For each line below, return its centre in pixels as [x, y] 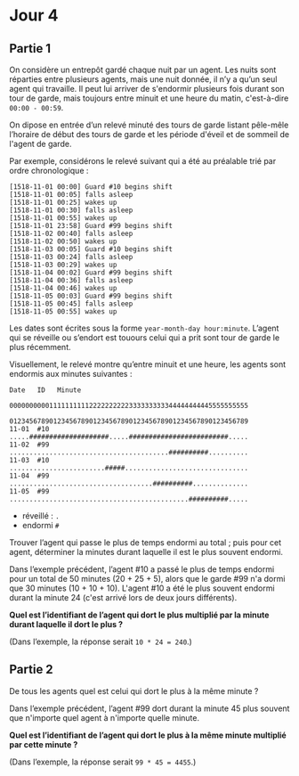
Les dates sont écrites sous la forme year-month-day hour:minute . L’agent [144, 328]
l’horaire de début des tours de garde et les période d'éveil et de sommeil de [149, 134]
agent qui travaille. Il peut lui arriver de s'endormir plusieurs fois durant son [147, 89]
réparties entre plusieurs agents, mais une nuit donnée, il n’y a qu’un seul [143, 79]
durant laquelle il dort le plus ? [66, 624]
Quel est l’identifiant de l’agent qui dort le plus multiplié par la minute [139, 615]
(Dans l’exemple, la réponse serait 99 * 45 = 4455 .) [103, 762]
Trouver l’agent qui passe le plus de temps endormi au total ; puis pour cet [145, 543]
